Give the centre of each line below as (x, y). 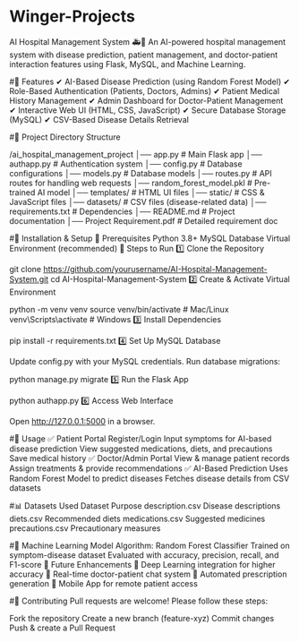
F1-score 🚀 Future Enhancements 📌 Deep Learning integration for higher (142, 564)
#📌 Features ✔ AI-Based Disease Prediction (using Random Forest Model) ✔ (150, 81)
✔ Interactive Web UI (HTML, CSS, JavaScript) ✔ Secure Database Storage (148, 110)
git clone (26, 269)
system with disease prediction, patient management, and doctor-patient (144, 55)
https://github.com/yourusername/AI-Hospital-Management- (155, 269)
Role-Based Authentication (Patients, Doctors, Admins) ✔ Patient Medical (145, 90)
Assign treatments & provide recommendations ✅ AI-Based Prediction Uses (149, 468)
